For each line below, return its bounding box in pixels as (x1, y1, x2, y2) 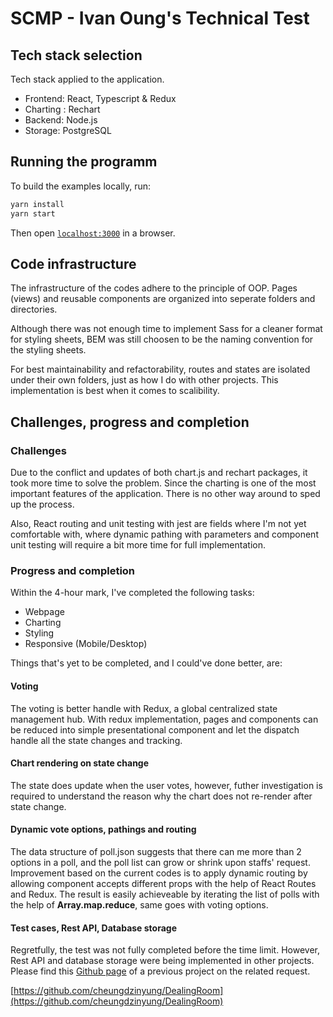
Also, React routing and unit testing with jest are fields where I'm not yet (10, 518, 307, 530)
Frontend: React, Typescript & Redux (24, 93, 177, 104)
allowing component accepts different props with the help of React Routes (10, 877, 317, 889)
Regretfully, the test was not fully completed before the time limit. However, (10, 944, 320, 956)
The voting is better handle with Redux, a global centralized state (10, 702, 278, 714)
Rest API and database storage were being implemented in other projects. (10, 955, 315, 967)
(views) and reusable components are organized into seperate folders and (10, 293, 316, 305)
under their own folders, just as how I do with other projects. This (10, 374, 279, 386)
